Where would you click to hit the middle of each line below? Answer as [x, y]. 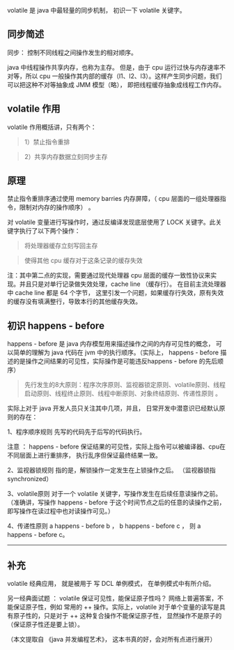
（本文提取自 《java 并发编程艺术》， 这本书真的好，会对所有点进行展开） [112, 640]
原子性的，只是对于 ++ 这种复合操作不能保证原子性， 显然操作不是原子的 [117, 616]
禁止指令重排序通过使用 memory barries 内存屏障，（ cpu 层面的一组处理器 [114, 199]
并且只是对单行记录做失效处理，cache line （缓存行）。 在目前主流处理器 [123, 284]
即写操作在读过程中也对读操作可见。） [61, 511]
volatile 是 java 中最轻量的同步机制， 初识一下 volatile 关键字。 [96, 10]
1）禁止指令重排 [47, 142]
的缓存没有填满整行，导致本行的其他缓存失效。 [74, 301]
